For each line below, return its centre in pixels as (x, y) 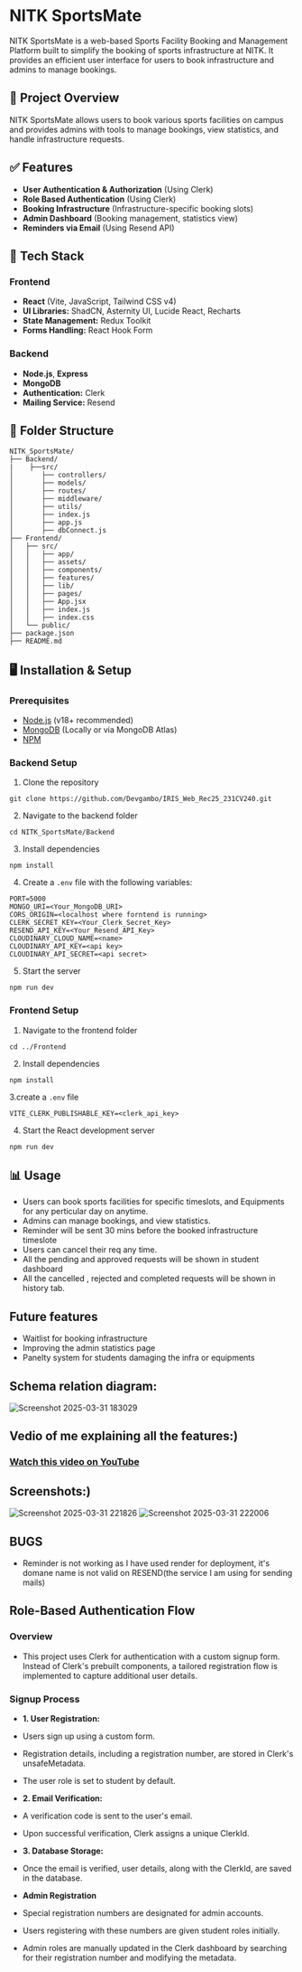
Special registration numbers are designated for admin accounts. (143, 1913)
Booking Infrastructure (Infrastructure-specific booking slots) (138, 208)
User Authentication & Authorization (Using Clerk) (118, 189)
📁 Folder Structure (62, 430)
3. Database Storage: (63, 1851)
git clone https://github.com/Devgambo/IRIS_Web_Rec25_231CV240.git (141, 799)
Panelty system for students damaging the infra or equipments (138, 1358)
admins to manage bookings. (63, 70)
